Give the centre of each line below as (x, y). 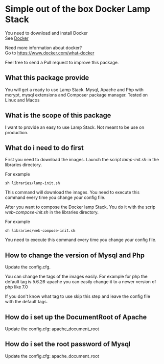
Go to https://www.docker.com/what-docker (50, 53)
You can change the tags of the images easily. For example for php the (76, 277)
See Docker (17, 38)
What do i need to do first (45, 148)
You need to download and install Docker (47, 33)
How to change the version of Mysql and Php (75, 255)
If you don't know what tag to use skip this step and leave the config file (78, 296)
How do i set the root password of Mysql (68, 344)
